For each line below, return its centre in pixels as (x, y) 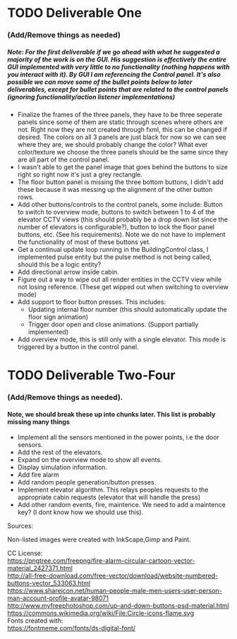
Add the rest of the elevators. (60, 452)
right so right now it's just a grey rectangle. (80, 175)
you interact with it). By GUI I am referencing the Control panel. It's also (114, 74)
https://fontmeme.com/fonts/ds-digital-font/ (72, 628)
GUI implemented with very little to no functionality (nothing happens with (119, 67)
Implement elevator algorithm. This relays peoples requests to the (113, 490)
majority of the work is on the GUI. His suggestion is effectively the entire (117, 59)
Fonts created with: (35, 621)
